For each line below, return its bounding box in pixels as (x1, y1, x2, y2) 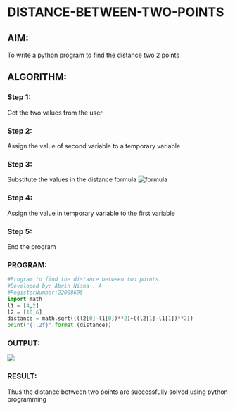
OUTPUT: (7, 338, 40, 348)
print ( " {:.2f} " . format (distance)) (7, 321, 112, 329)
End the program (7, 242, 56, 250)
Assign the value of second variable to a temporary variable (7, 141, 181, 150)
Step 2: (7, 126, 33, 136)
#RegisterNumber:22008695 (7, 289, 83, 296)
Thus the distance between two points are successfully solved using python (7, 387, 229, 396)
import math (7, 295, 42, 302)
